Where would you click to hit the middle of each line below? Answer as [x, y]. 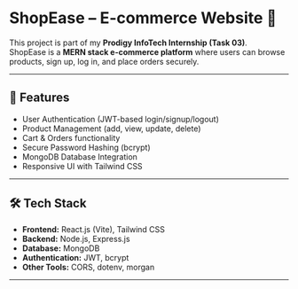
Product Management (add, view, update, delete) [111, 129]
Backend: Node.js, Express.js [76, 238]
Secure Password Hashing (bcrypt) [86, 147]
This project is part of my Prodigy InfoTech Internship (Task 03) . [129, 43]
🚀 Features [39, 98]
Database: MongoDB [61, 248]
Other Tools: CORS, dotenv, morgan [88, 267]
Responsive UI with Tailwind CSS [82, 166]
